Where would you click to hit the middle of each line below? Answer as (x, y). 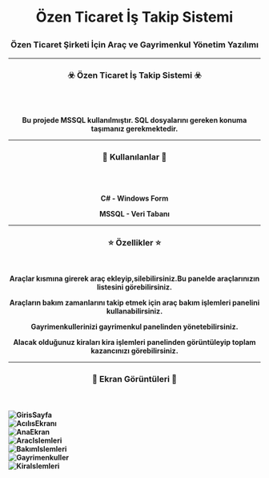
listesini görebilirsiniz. (134, 287)
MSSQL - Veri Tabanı (134, 214)
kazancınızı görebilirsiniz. (134, 351)
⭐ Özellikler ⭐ (134, 243)
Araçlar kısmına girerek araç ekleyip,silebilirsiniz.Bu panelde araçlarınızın (134, 279)
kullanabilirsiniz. (134, 311)
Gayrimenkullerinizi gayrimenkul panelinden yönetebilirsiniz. (134, 327)
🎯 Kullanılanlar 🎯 (134, 156)
